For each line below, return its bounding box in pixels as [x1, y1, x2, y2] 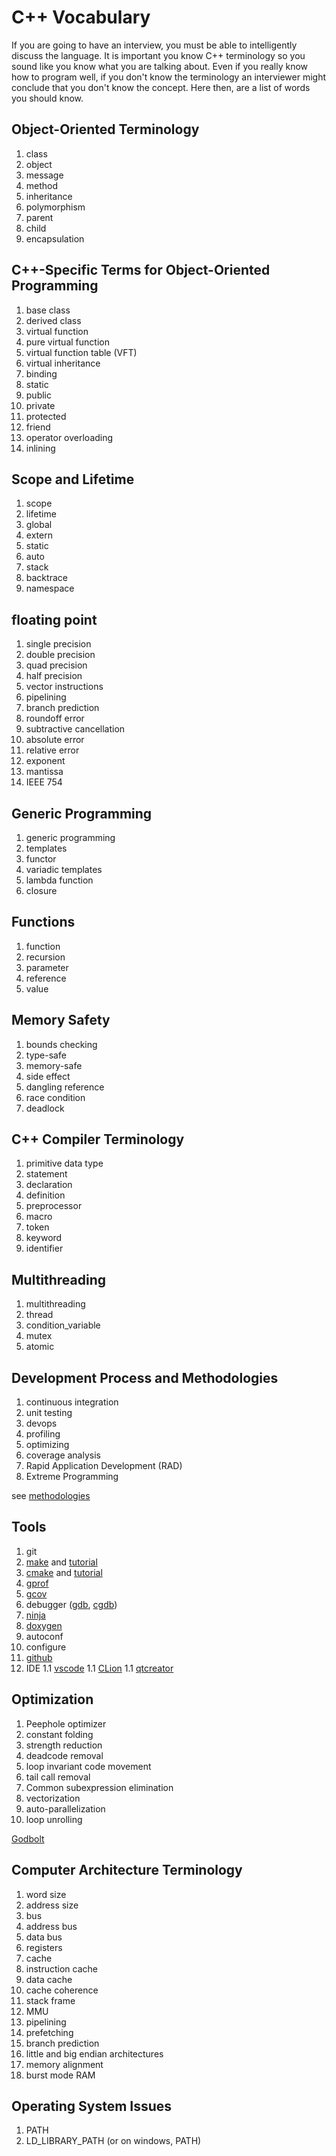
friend [25, 421, 51, 433]
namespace [25, 582, 75, 595]
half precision [25, 670, 83, 682]
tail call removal [25, 1771, 91, 1783]
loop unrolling [25, 1813, 83, 1825]
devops [25, 1417, 58, 1430]
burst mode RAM [25, 2069, 96, 2081]
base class [25, 304, 71, 316]
